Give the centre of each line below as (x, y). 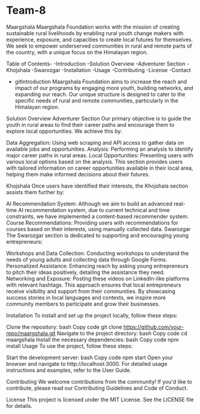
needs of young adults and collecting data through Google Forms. (87, 259)
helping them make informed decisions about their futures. (78, 174)
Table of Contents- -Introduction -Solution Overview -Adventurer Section (96, 64)
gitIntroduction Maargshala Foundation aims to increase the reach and (101, 82)
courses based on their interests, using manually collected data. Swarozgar (99, 229)
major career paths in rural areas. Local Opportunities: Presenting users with (100, 155)
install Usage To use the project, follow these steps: (69, 345)
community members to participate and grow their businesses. (83, 304)
